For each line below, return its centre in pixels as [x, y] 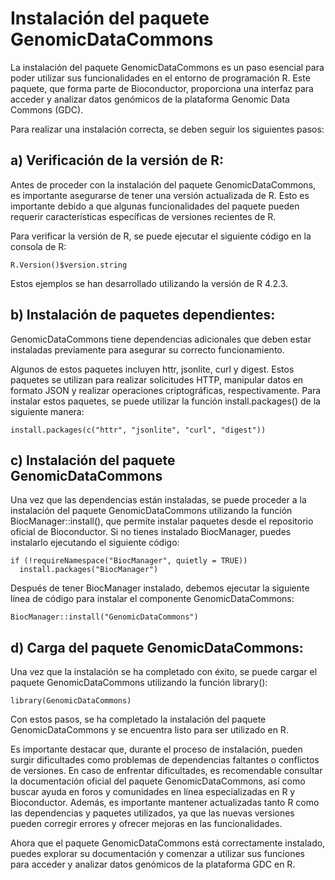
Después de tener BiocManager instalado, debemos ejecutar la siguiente [160, 588]
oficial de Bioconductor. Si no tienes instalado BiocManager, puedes [151, 532]
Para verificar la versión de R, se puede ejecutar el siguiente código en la [161, 236]
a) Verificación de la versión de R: [117, 160]
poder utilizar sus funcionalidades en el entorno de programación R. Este [160, 78]
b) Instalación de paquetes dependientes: [143, 315]
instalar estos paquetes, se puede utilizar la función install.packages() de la [165, 401]
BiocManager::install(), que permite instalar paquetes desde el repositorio [162, 521]
